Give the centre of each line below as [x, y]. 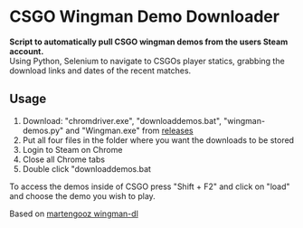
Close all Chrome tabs [64, 159]
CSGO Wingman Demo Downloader [145, 17]
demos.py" [43, 130]
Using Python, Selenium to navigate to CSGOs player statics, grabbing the [147, 61]
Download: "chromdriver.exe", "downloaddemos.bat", [122, 120]
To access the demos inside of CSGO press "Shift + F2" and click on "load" [150, 186]
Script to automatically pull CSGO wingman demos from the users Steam [149, 42]
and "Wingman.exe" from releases [129, 130]
